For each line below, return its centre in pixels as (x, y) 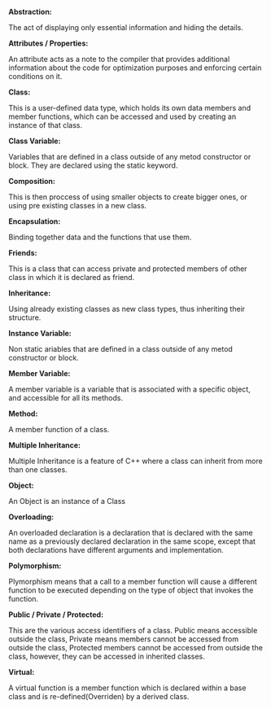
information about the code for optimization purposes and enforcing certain (135, 68)
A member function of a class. (59, 429)
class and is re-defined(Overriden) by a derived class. (99, 696)
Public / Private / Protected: (56, 615)
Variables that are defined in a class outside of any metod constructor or (130, 157)
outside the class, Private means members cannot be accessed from (123, 639)
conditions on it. (35, 76)
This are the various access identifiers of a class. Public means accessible (133, 630)
